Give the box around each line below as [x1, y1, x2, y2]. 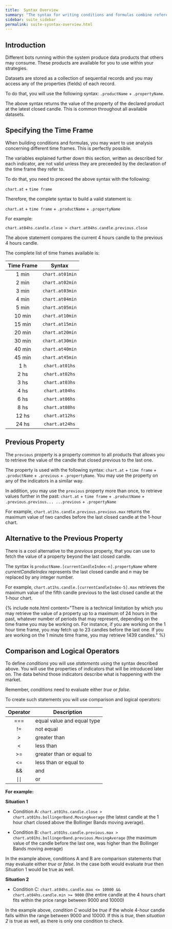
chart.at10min [42, 313, 77, 319]
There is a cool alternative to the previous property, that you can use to [5, 547, 155, 554]
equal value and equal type [35, 717, 101, 725]
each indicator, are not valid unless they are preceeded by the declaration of [5, 160, 166, 166]
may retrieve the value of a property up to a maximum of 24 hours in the [5, 610, 158, 616]
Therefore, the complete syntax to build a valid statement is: [5, 196, 132, 202]
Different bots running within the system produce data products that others [5, 54, 164, 60]
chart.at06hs [44, 396, 76, 402]
